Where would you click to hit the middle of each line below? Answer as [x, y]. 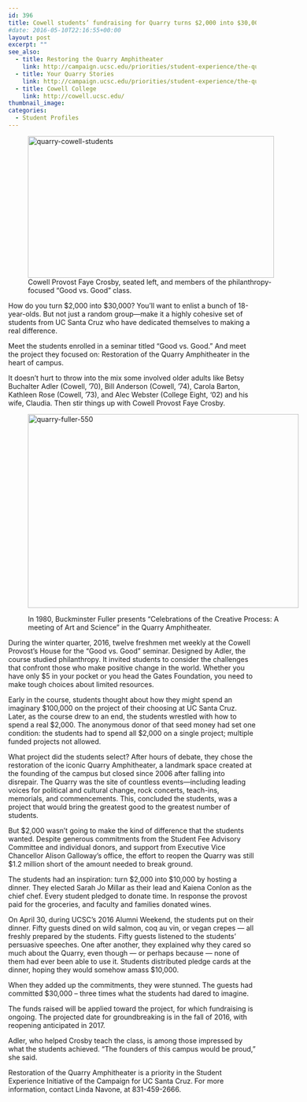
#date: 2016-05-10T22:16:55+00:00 [65, 30]
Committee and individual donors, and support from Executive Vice [117, 847]
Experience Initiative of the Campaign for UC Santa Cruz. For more [116, 1081]
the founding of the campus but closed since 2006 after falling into [117, 773]
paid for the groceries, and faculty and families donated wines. [110, 904]
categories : [28, 111]
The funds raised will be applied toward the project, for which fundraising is [131, 1008]
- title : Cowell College [56, 89]
